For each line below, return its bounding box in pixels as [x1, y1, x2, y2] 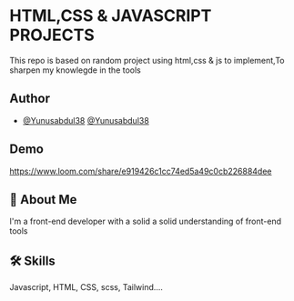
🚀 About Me [9, 192, 77, 207]
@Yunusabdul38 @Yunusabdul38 [22, 115, 150, 125]
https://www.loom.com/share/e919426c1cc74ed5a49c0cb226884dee [9, 166, 272, 176]
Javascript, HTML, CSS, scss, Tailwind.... [9, 282, 164, 293]
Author [9, 91, 50, 106]
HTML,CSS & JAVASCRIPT [9, 5, 212, 26]
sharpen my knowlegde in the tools [9, 65, 141, 75]
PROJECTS [9, 25, 96, 45]
